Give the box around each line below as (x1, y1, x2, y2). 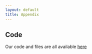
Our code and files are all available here (5, 43, 87, 50)
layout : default (5, 7, 39, 12)
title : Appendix (5, 12, 39, 17)
